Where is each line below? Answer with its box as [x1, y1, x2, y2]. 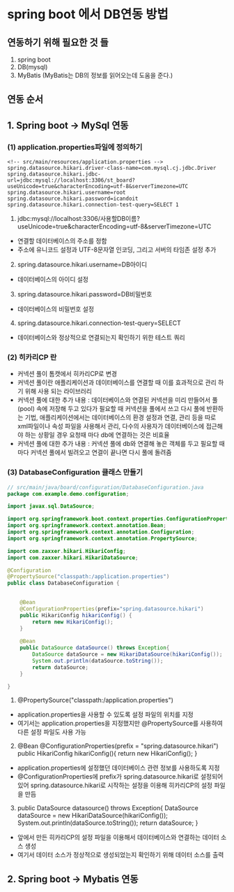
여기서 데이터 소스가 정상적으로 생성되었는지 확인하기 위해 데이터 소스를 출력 [17, 851, 224, 859]
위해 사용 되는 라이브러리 [24, 387, 93, 396]
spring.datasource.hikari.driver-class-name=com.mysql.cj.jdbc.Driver [7, 165, 217, 172]
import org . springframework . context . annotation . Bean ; [7, 522, 167, 529]
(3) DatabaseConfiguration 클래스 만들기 [7, 468, 143, 477]
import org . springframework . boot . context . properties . [7, 515, 167, 523]
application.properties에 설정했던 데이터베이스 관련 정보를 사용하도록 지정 [17, 763, 220, 772]
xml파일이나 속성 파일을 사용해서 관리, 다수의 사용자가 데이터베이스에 [17, 422, 205, 431]
